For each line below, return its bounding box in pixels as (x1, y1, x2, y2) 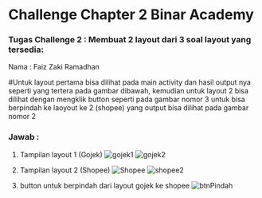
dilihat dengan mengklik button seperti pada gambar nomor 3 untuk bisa (8, 94, 245, 105)
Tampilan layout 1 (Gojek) (19, 149, 104, 159)
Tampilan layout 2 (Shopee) (19, 165, 111, 175)
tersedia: (8, 44, 44, 55)
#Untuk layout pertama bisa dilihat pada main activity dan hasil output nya (8, 77, 251, 87)
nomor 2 (8, 112, 37, 121)
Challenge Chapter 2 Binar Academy (8, 6, 255, 24)
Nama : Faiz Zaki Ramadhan (8, 62, 100, 72)
